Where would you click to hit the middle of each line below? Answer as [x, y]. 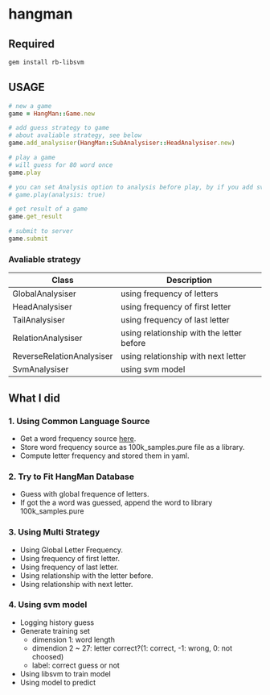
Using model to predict [58, 682]
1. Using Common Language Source [79, 421]
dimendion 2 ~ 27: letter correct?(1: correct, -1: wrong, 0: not [132, 648]
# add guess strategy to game [59, 128]
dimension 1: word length [73, 639]
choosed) [48, 656]
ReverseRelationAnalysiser [63, 356]
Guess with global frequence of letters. [85, 494]
